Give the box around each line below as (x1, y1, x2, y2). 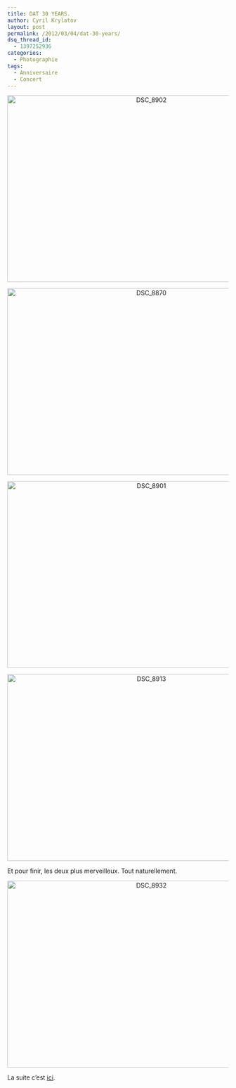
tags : (7, 63, 23, 70)
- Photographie (13, 56, 58, 63)
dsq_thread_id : (7, 37, 52, 44)
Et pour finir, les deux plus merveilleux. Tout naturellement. (7, 866, 178, 876)
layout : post (7, 23, 46, 30)
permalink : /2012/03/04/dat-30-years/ (7, 30, 121, 37)
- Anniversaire (13, 69, 58, 76)
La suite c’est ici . (7, 1073, 55, 1082)
